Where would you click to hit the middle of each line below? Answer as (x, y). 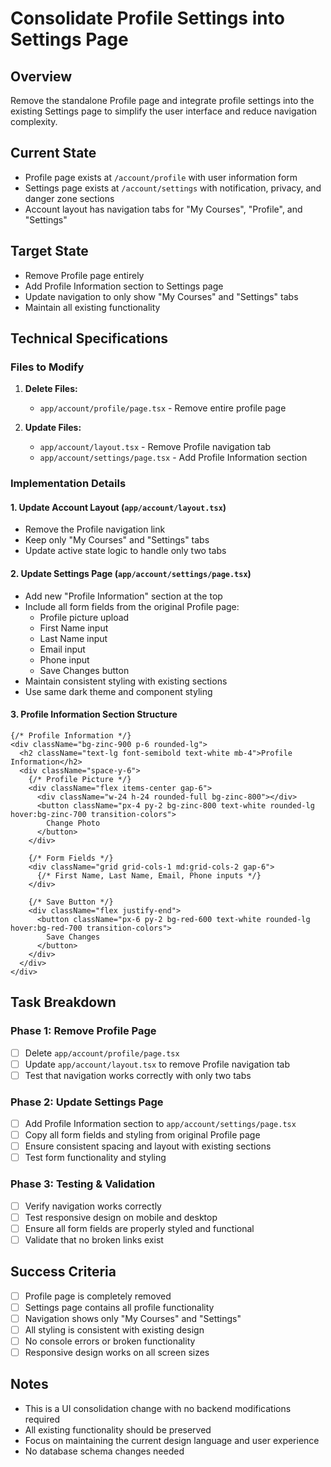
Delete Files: (51, 389)
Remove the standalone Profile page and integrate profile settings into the (162, 100)
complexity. (34, 121)
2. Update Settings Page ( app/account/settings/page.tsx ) (131, 574)
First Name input (74, 628)
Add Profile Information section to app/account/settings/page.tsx (160, 1124)
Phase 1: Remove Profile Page (83, 1031)
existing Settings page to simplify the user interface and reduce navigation (164, 111)
